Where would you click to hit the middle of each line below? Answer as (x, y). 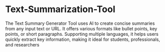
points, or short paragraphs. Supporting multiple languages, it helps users (82, 34)
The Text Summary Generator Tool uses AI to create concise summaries (80, 23)
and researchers (22, 44)
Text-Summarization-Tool (60, 9)
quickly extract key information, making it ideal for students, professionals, (83, 39)
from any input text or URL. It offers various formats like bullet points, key (81, 28)
